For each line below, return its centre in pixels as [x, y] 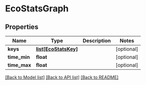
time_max [19, 65]
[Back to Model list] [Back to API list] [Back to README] [62, 77]
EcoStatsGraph [37, 9]
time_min [19, 57]
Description [97, 41]
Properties [22, 27]
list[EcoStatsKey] [57, 49]
